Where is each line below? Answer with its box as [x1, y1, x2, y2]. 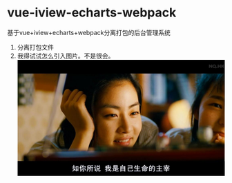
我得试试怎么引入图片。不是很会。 [17, 52, 115, 60]
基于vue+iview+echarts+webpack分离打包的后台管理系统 [7, 28, 171, 36]
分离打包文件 [17, 43, 54, 51]
